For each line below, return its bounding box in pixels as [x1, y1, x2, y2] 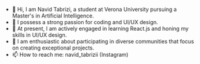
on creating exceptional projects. [12, 44, 95, 51]
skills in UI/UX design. [12, 31, 67, 39]
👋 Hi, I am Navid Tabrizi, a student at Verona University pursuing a [12, 6, 177, 13]
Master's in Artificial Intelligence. [12, 12, 94, 19]
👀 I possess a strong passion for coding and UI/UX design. [12, 19, 159, 25]
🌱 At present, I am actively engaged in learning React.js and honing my [12, 25, 189, 32]
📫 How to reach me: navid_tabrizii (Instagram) [12, 51, 128, 58]
